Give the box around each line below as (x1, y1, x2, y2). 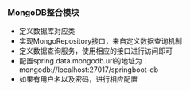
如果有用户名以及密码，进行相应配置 (18, 74, 138, 84)
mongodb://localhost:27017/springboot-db (18, 65, 159, 74)
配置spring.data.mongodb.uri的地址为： (18, 56, 149, 66)
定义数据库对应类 (18, 26, 76, 36)
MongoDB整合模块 (7, 6, 79, 17)
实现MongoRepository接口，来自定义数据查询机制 (18, 36, 182, 46)
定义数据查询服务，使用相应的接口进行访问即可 (18, 46, 173, 56)
